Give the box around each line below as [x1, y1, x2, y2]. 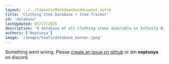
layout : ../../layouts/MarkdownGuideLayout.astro [5, 7, 112, 12]
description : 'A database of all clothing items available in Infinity [5, 26, 158, 31]
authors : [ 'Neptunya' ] [5, 30, 53, 35]
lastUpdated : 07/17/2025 [5, 21, 57, 26]
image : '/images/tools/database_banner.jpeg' [5, 35, 102, 40]
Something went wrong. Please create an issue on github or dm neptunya [5, 48, 158, 55]
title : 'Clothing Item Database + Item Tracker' [5, 12, 109, 17]
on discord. [5, 54, 29, 60]
